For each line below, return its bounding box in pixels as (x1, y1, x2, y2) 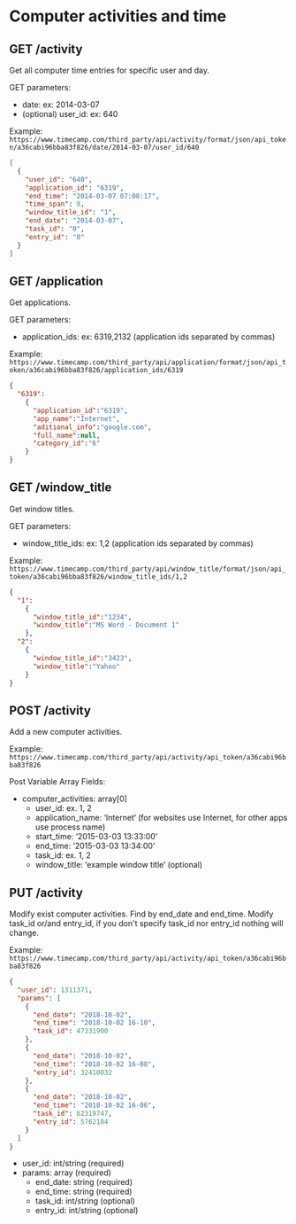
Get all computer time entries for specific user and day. (9, 65, 210, 75)
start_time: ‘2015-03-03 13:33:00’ (34, 831, 158, 842)
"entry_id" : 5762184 (32, 1117, 109, 1127)
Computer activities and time (9, 6, 227, 27)
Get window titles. (9, 503, 75, 514)
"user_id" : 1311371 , (17, 986, 93, 994)
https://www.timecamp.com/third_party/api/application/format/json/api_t (9, 358, 287, 367)
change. (9, 928, 40, 938)
